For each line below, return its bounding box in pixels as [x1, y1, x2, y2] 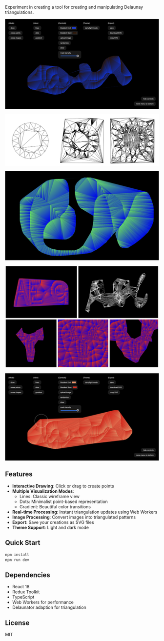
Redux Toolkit [12, 589, 40, 595]
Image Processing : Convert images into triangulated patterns [12, 514, 136, 520]
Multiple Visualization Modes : [12, 488, 74, 494]
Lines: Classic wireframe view [19, 493, 80, 499]
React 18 [12, 584, 30, 590]
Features [5, 470, 33, 479]
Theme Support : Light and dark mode [12, 524, 89, 530]
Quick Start [5, 539, 41, 547]
